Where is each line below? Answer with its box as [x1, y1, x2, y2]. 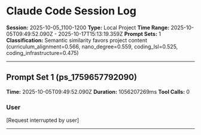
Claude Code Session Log [6, 4, 136, 18]
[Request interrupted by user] [6, 116, 80, 124]
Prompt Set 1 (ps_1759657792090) [6, 72, 138, 82]
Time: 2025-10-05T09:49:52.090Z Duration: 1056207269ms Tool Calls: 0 [6, 88, 190, 95]
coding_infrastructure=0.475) [6, 49, 79, 56]
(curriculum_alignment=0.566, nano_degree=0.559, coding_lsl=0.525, [6, 43, 178, 50]
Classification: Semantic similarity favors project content [6, 36, 148, 44]
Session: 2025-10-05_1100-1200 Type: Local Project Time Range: [6, 24, 170, 31]
